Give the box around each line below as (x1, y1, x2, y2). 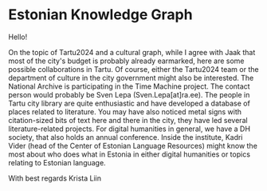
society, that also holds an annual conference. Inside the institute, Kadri (8, 132, 243, 141)
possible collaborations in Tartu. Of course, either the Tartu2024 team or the (8, 64, 259, 74)
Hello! (8, 32, 28, 42)
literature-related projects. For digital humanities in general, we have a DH (8, 124, 251, 133)
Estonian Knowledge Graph (8, 6, 193, 24)
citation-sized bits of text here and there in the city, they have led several (8, 115, 249, 125)
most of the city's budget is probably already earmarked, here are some (8, 56, 245, 66)
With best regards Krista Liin (8, 173, 102, 183)
